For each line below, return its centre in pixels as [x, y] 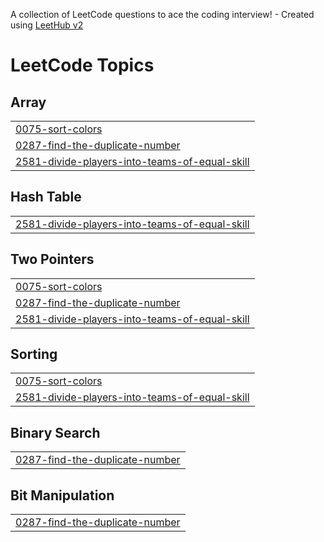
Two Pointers [52, 259]
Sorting [34, 354]
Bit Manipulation [62, 495]
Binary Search [55, 432]
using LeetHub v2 [47, 25]
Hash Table [46, 197]
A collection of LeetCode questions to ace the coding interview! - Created [162, 14]
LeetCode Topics [82, 65]
